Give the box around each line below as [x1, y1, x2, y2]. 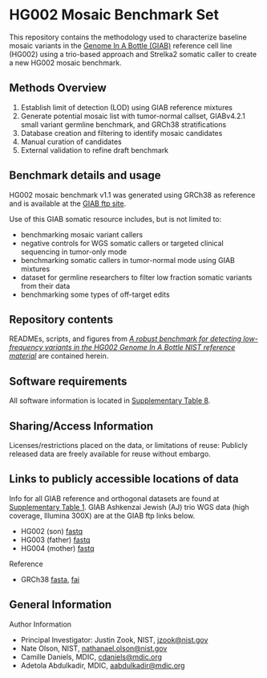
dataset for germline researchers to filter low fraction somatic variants [20, 272, 253, 282]
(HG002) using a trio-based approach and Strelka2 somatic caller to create [9, 49, 257, 59]
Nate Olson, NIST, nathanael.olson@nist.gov [20, 643, 168, 653]
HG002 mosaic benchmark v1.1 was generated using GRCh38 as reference [9, 190, 256, 199]
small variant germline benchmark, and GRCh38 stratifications [20, 119, 227, 129]
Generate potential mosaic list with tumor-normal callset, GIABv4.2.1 [20, 111, 245, 121]
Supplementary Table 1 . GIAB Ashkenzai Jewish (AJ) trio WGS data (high [9, 502, 249, 512]
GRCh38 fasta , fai [20, 574, 79, 584]
